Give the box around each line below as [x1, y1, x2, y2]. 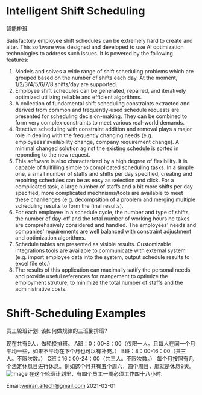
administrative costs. [14, 285, 67, 293]
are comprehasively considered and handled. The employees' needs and [14, 221, 197, 228]
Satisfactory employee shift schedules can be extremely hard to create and [6, 37, 193, 44]
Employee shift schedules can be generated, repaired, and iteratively [14, 87, 186, 94]
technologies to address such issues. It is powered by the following [6, 49, 174, 57]
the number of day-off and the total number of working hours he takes [14, 215, 190, 222]
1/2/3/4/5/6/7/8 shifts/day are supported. [14, 80, 118, 88]
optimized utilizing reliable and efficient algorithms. [14, 93, 142, 101]
